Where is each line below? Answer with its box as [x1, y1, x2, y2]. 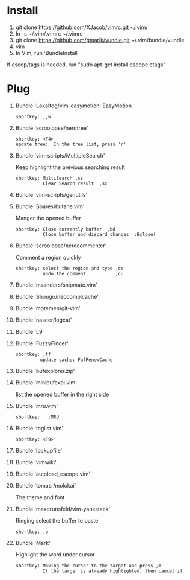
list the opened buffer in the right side [15, 390, 109, 398]
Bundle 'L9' [15, 328, 44, 335]
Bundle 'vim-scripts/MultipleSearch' [15, 151, 105, 159]
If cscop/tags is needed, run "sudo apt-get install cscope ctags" [7, 61, 166, 68]
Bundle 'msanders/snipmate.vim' [15, 281, 98, 288]
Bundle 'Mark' [15, 539, 51, 546]
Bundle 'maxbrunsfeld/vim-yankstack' [15, 505, 111, 512]
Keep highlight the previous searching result [15, 164, 125, 171]
